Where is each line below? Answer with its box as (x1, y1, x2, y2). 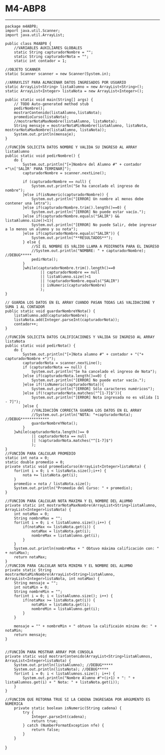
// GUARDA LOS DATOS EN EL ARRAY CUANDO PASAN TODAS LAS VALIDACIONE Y (5, 300, 155, 305)
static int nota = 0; (5, 455, 50, 460)
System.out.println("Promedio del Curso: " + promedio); (14, 485, 133, 491)
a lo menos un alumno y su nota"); (5, 226, 78, 232)
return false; (31, 727, 60, 732)
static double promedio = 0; (5, 460, 65, 465)
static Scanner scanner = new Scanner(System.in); (5, 71, 111, 76)
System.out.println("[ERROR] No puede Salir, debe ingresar (31, 222, 157, 227)
